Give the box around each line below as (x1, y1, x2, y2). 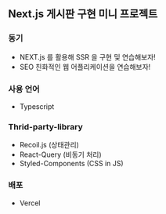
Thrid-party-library (8, 121, 84, 132)
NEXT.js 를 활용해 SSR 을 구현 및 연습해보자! (19, 52, 157, 61)
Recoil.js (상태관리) (19, 140, 80, 150)
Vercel (19, 198, 41, 208)
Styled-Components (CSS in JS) (19, 159, 124, 169)
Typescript (19, 101, 55, 111)
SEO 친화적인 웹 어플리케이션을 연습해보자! (19, 62, 151, 71)
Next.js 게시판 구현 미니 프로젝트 (8, 7, 158, 21)
